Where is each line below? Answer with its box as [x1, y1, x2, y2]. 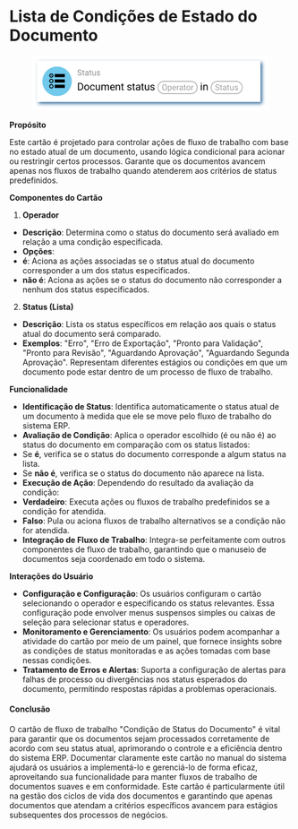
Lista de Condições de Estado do [9, 6, 258, 27]
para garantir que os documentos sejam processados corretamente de [9, 733, 270, 744]
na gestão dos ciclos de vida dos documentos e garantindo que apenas [9, 790, 273, 801]
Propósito [9, 119, 47, 130]
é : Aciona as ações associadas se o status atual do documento [21, 255, 255, 266]
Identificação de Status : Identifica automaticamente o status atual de [21, 401, 280, 411]
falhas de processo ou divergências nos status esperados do [21, 674, 248, 685]
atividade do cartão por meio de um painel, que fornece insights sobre [21, 635, 283, 646]
